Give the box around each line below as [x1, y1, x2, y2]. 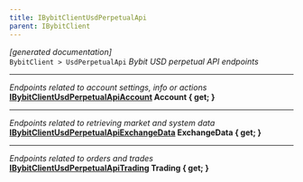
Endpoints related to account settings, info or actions [9, 82, 207, 93]
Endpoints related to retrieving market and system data [9, 117, 216, 128]
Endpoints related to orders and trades [9, 152, 153, 163]
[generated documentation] [9, 46, 113, 57]
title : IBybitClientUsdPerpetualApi [9, 13, 147, 23]
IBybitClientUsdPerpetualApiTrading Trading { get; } [9, 162, 209, 173]
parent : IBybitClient [9, 22, 91, 31]
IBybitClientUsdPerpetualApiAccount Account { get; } [9, 91, 216, 102]
